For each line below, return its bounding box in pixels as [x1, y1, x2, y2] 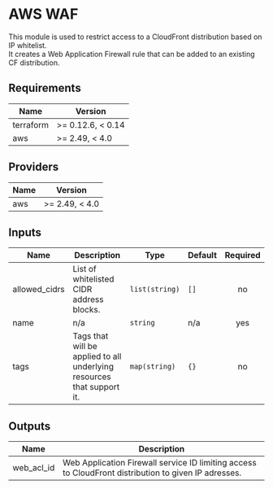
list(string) [129, 285, 180, 294]
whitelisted [72, 273, 115, 285]
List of [72, 264, 97, 275]
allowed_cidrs [12, 284, 65, 295]
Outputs [8, 419, 51, 433]
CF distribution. [8, 58, 60, 68]
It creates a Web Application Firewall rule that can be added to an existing [8, 49, 255, 59]
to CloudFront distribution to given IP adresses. [62, 467, 242, 478]
